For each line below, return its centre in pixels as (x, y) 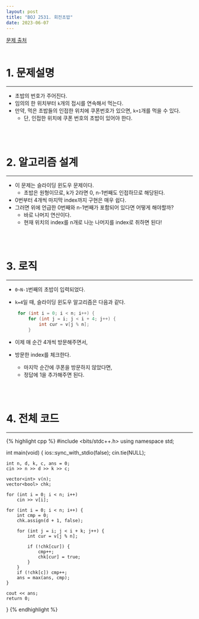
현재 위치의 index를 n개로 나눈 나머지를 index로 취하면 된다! (93, 223)
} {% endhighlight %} (32, 610)
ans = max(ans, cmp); (43, 577)
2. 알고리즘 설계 (42, 162)
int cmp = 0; (33, 515)
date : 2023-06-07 (28, 23)
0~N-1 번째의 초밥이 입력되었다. (50, 290)
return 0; (18, 598)
